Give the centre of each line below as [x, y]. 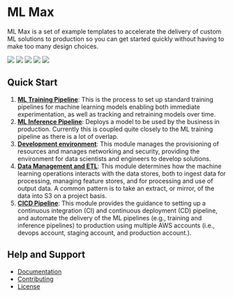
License [29, 286]
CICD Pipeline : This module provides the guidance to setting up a [111, 203]
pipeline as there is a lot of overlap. [68, 136]
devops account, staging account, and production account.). [104, 233]
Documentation [39, 271]
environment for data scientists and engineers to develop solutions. [114, 158]
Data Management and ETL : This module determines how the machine [119, 166]
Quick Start [32, 83]
